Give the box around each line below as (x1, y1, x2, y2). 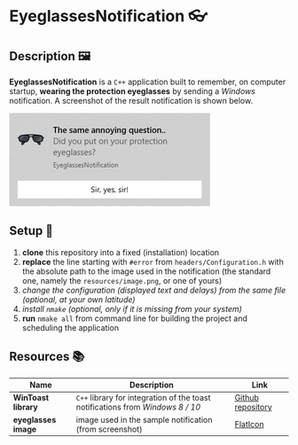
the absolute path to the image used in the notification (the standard (21, 266, 271, 277)
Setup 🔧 (9, 223, 54, 238)
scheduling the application (21, 322, 120, 332)
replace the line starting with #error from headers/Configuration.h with (21, 256, 284, 267)
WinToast (12, 393, 50, 403)
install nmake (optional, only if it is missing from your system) (21, 303, 242, 314)
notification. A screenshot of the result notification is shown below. (9, 96, 254, 105)
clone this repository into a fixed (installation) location (21, 246, 220, 257)
